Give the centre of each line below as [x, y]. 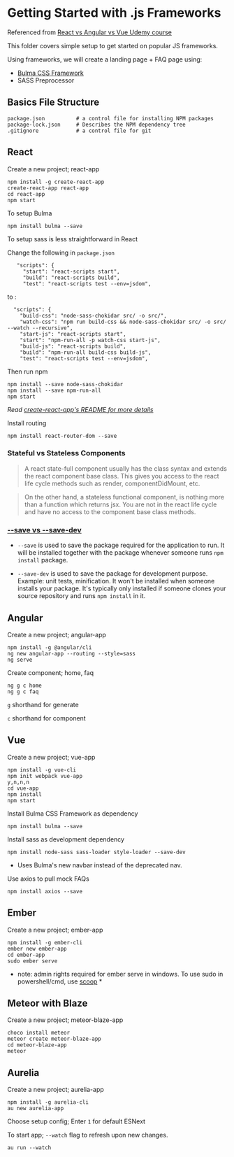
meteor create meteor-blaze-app [54, 1039]
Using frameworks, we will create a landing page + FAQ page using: [105, 59]
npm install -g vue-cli [42, 770]
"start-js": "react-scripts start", [73, 334]
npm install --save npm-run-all [54, 390]
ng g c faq [23, 691]
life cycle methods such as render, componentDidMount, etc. [112, 483]
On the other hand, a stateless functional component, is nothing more [124, 497]
